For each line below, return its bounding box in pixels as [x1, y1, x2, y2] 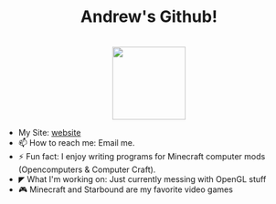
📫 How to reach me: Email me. [17, 137, 135, 148]
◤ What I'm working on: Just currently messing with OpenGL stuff [17, 173, 267, 184]
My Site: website [17, 127, 81, 138]
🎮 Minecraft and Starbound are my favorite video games [17, 184, 233, 195]
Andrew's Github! [80, 6, 218, 27]
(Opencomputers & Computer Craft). [17, 164, 156, 175]
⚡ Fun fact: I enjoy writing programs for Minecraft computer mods [17, 150, 266, 161]
